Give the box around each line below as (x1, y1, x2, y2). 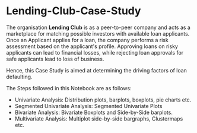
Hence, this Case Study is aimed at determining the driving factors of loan (6, 66, 187, 74)
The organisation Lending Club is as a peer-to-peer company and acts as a (6, 24, 191, 31)
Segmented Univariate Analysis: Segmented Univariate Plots (14, 102, 163, 109)
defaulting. (6, 73, 33, 80)
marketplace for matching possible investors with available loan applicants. (6, 30, 190, 37)
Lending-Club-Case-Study (6, 4, 141, 18)
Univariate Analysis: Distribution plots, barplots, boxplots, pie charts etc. (14, 96, 192, 103)
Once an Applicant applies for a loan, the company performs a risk (6, 36, 169, 43)
